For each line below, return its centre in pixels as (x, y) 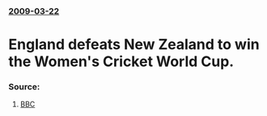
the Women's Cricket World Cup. (121, 62)
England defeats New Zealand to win (134, 45)
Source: (24, 87)
